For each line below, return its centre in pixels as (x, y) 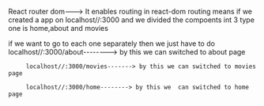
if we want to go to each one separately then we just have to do (112, 44)
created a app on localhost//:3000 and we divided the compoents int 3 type (132, 20)
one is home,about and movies (58, 28)
